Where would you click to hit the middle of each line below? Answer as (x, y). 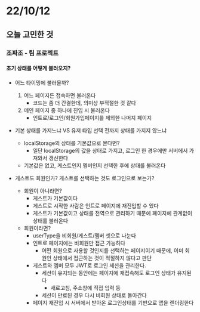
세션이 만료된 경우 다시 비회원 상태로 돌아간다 (94, 295)
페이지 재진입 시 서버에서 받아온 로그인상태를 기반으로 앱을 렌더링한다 (113, 302)
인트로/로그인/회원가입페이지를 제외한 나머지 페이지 (92, 118)
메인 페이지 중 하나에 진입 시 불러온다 (67, 110)
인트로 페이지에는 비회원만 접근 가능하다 (79, 243)
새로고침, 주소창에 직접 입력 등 (86, 288)
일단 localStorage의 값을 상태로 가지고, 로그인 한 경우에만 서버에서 (110, 150)
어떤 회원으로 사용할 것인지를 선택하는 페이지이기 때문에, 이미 (113, 250)
